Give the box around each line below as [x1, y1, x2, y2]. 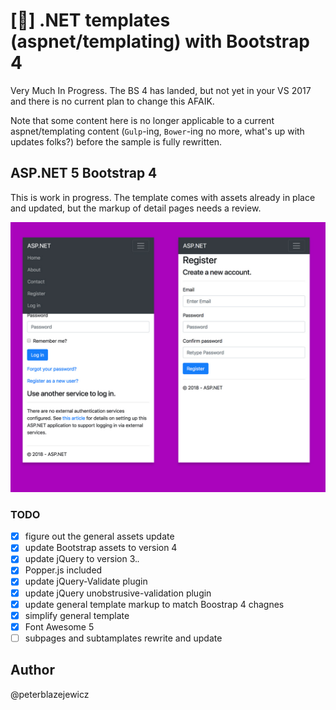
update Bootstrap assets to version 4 [24, 542, 178, 554]
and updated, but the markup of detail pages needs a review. [10, 202, 262, 214]
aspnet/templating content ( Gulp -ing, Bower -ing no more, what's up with [10, 125, 305, 137]
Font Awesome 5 [24, 620, 95, 633]
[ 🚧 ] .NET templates [10, 9, 171, 32]
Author [10, 662, 55, 679]
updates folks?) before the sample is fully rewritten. [10, 135, 223, 148]
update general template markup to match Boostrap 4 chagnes [24, 598, 285, 610]
